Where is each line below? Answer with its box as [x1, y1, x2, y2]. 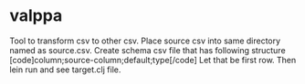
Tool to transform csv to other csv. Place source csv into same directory [9, 35, 281, 46]
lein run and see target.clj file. [9, 64, 121, 75]
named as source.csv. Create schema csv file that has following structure [9, 44, 286, 55]
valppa [9, 5, 63, 26]
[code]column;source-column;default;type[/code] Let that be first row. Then [9, 54, 297, 65]
